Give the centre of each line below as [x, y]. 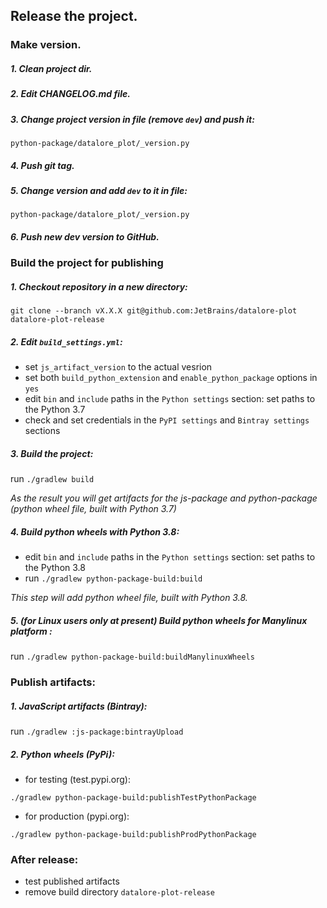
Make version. [46, 45]
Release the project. [74, 16]
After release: [44, 859]
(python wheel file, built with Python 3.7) [93, 509]
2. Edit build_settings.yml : [66, 341]
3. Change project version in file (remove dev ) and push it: [132, 119]
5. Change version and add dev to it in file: [99, 190]
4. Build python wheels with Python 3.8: [95, 531]
